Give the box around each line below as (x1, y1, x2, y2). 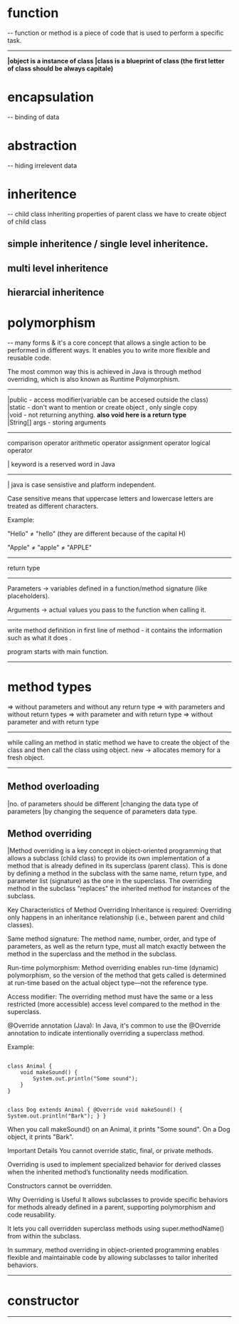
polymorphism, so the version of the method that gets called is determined (7, 971, 226, 980)
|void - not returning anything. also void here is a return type (7, 410, 187, 419)
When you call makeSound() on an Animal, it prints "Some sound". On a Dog (7, 1125, 230, 1134)
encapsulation (7, 89, 95, 105)
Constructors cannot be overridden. (7, 1182, 112, 1190)
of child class (7, 217, 47, 226)
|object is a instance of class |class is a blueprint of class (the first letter (7, 56, 225, 65)
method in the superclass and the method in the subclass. (7, 949, 177, 959)
